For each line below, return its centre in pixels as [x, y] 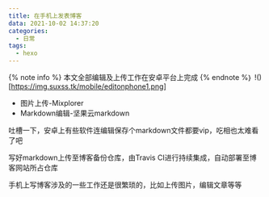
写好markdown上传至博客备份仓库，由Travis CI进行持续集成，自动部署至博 [132, 157]
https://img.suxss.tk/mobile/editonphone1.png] [89, 86]
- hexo [27, 53]
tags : [17, 46]
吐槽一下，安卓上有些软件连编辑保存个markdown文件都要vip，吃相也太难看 [134, 130]
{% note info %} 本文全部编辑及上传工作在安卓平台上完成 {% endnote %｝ [130, 77]
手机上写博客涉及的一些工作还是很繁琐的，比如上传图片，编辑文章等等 [125, 185]
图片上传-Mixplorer [52, 103]
